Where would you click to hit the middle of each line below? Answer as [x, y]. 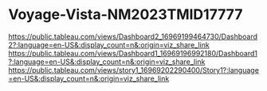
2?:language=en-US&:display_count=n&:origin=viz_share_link [109, 44]
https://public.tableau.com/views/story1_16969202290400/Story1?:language [133, 70]
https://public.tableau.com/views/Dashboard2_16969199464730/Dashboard [133, 36]
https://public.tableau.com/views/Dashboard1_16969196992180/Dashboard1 [133, 53]
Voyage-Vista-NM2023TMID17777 [126, 15]
